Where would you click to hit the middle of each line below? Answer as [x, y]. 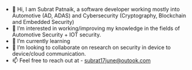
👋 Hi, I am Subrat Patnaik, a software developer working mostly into [96, 9]
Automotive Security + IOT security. [56, 35]
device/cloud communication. [49, 54]
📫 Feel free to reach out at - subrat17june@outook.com [81, 60]
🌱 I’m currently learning [41, 41]
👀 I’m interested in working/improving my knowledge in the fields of [96, 28]
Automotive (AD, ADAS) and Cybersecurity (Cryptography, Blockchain [99, 16]
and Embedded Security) [43, 22]
